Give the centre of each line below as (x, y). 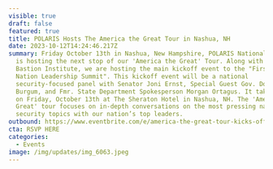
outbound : (25, 122)
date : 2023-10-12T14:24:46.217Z (63, 46)
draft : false (30, 24)
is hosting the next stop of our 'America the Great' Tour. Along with (140, 62)
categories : (28, 136)
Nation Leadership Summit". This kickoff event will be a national (132, 76)
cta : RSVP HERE (34, 129)
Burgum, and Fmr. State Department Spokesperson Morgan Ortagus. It (134, 91)
